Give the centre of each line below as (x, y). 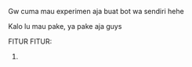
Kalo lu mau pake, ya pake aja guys (65, 26)
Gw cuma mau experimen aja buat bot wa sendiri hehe (96, 11)
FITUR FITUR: (30, 41)
